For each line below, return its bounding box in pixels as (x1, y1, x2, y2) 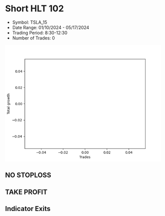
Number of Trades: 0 (12, 35, 55, 41)
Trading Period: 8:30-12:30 (12, 30, 68, 36)
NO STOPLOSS (5, 171, 51, 180)
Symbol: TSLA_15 (12, 19, 47, 25)
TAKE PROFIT (5, 188, 48, 196)
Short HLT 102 (5, 3, 64, 14)
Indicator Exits (5, 205, 51, 213)
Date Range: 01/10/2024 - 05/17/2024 (12, 24, 89, 30)
